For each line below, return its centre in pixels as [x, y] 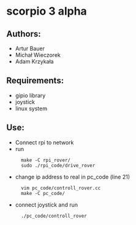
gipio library [30, 95]
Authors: [24, 34]
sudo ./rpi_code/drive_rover [58, 165]
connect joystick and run [47, 205]
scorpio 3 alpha [47, 11]
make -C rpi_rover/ [46, 160]
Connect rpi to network [44, 142]
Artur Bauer [30, 48]
